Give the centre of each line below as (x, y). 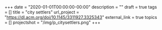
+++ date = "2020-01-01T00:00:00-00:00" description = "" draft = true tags (81, 7)
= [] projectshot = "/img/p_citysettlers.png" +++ (52, 22)
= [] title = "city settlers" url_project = (42, 12)
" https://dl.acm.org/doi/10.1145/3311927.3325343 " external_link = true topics (81, 17)
